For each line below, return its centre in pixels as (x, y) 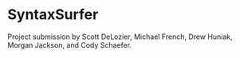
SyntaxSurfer (53, 15)
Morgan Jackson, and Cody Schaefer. (70, 44)
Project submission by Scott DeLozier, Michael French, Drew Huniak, (120, 37)
